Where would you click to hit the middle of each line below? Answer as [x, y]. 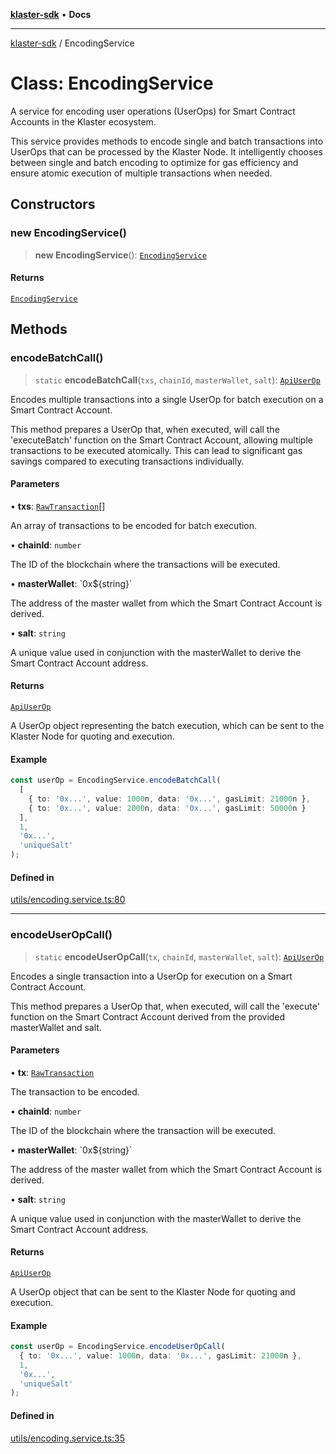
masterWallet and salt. [56, 1027]
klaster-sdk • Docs [51, 14]
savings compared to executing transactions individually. [127, 461]
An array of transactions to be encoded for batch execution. [134, 525]
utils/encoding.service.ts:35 [68, 1438]
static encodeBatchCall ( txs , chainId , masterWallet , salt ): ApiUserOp [177, 380]
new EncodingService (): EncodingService [120, 255]
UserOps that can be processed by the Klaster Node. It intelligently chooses [166, 151]
